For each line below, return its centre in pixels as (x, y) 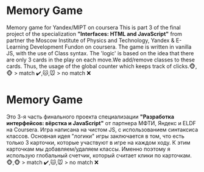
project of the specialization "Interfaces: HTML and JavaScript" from (94, 33)
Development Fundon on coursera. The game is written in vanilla (111, 47)
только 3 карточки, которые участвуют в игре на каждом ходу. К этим (98, 142)
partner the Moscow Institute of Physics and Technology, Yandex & (90, 40)
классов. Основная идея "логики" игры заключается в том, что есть (95, 136)
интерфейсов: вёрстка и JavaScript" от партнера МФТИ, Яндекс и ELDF (101, 123)
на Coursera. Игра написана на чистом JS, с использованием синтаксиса (102, 129)
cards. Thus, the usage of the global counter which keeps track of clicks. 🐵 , (102, 66)
